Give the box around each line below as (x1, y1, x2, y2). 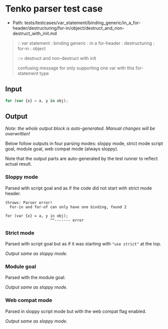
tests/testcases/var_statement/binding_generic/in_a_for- (24, 20, 141, 26)
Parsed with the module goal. (5, 275, 66, 281)
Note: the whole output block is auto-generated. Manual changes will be (5, 125, 155, 131)
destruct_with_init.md (12, 30, 57, 36)
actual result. (5, 161, 32, 167)
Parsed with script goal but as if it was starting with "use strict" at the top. (5, 241, 161, 247)
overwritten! (5, 131, 30, 137)
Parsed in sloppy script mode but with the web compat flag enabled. (5, 308, 146, 314)
